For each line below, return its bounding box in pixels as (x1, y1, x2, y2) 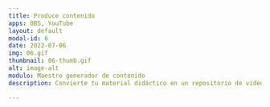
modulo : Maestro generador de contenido (8, 72, 146, 80)
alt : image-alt (8, 64, 59, 72)
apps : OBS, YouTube (8, 19, 74, 27)
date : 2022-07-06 (8, 42, 67, 50)
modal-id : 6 (8, 34, 48, 43)
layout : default (8, 27, 63, 35)
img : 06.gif (8, 49, 48, 57)
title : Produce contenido (8, 11, 95, 20)
